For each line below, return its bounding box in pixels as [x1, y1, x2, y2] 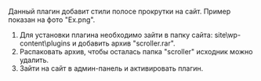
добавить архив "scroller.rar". [78, 39, 176, 48]
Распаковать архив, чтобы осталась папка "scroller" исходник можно [19, 47, 253, 56]
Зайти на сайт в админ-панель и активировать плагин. [19, 64, 204, 73]
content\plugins [19, 39, 71, 48]
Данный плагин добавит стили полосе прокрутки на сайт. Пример [8, 7, 231, 16]
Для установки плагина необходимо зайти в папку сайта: [19, 31, 213, 39]
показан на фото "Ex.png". [8, 15, 96, 24]
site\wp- [214, 31, 241, 39]
